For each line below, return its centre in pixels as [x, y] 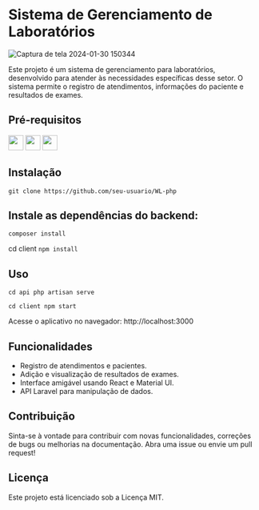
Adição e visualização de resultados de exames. [100, 374]
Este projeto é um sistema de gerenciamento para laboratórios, [112, 69]
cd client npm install [43, 249]
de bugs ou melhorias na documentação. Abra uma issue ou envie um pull [130, 444]
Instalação [35, 173]
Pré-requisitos [45, 120]
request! [22, 452]
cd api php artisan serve [51, 293]
